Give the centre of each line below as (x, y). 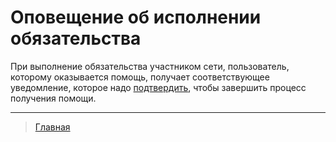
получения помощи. (53, 98)
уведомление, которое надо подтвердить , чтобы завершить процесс (158, 87)
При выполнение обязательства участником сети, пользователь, (150, 66)
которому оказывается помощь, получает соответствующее (140, 77)
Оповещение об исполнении (136, 17)
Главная (52, 127)
